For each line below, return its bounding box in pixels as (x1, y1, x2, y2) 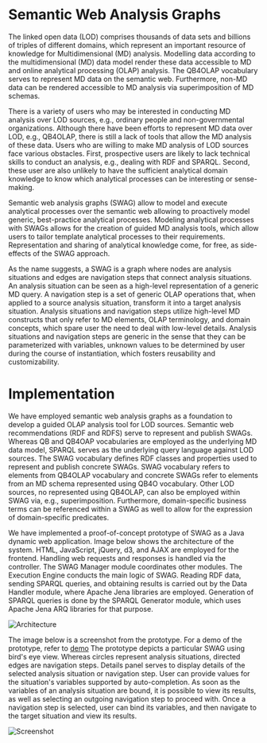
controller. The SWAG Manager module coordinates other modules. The (8, 562, 242, 571)
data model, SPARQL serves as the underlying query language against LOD (8, 445, 254, 454)
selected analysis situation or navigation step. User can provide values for (8, 668, 250, 678)
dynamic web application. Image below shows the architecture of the (8, 536, 234, 546)
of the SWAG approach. (33, 248, 110, 258)
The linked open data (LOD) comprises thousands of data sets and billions (8, 32, 251, 41)
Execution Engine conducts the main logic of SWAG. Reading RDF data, (8, 570, 242, 580)
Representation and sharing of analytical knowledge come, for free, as (8, 240, 239, 250)
